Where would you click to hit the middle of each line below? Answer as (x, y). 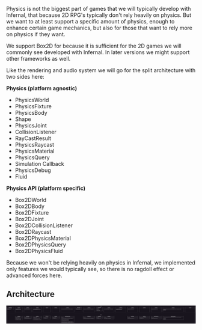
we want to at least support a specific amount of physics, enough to (90, 21)
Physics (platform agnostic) (42, 88)
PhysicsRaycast (35, 145)
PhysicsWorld (32, 100)
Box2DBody (30, 206)
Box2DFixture (32, 212)
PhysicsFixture (33, 106)
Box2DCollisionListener (44, 225)
